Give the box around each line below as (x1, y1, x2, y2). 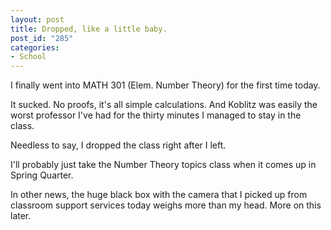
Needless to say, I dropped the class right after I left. (10, 139, 227, 151)
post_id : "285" (10, 33, 74, 43)
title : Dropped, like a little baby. (10, 24, 168, 34)
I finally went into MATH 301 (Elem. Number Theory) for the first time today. (10, 79, 321, 91)
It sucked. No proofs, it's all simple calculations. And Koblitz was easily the (10, 99, 318, 111)
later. (10, 210, 32, 222)
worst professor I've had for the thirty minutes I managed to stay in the (10, 109, 302, 121)
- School (10, 52, 47, 62)
